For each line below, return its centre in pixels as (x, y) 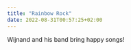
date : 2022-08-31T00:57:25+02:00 (55, 20)
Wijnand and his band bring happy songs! (66, 39)
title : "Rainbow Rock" (39, 13)
